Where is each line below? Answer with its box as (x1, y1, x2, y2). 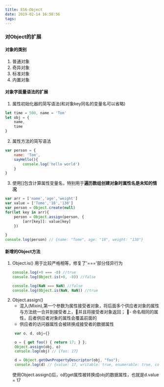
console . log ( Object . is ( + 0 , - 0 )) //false (12, 275, 96, 280)
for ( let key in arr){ (5, 209, 49, 215)
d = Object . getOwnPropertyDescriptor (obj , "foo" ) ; (14, 358, 120, 363)
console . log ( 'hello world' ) (23, 161, 80, 167)
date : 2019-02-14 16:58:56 (5, 12, 60, 17)
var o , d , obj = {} (14, 331, 50, 336)
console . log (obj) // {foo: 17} (14, 349, 78, 354)
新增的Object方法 (5, 248, 41, 254)
